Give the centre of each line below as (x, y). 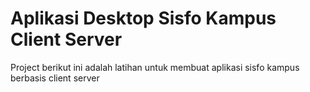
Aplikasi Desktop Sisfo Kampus (143, 18)
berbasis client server (55, 78)
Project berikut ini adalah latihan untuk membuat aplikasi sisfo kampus (155, 67)
